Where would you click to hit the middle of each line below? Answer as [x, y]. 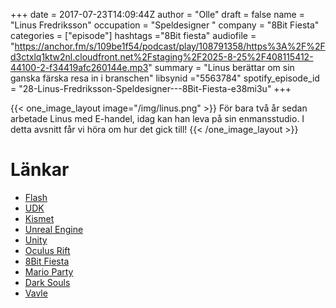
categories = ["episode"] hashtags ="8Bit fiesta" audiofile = [133, 35]
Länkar [40, 170]
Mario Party [49, 271]
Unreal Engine [54, 229]
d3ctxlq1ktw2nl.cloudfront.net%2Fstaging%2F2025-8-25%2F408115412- [162, 57]
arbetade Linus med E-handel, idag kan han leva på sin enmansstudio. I [157, 118]
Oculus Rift [47, 250]
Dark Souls [47, 282]
